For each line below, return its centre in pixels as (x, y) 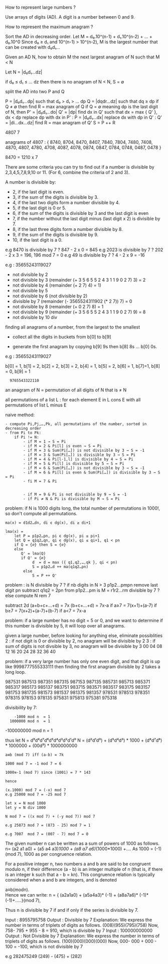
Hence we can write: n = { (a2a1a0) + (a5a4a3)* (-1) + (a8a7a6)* (72, 895)
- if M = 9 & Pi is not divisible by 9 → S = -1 (75, 495)
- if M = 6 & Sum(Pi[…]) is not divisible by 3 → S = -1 (84, 468)
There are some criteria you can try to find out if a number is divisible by (80, 167)
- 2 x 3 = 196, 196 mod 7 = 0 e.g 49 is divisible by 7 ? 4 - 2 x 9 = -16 (75, 255)
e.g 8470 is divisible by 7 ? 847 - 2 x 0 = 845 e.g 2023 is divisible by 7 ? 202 (84, 250)
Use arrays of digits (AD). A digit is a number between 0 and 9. (70, 17)
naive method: (20, 415)
